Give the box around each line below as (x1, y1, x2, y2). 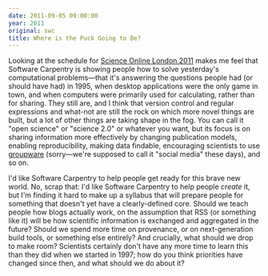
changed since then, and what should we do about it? (8, 258, 186, 268)
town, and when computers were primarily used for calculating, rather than (8, 90, 255, 100)
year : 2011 (8, 19, 45, 27)
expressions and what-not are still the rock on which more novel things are (8, 107, 254, 117)
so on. (8, 158, 30, 168)
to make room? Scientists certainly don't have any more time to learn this (8, 242, 249, 251)
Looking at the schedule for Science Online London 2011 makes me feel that (8, 56, 258, 66)
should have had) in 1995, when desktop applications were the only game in (8, 82, 258, 91)
